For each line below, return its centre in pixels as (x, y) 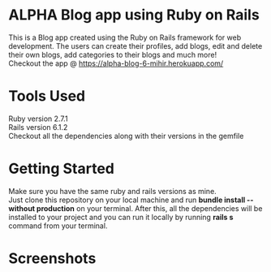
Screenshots (52, 258)
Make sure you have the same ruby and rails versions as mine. (112, 191)
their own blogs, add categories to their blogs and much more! (113, 54)
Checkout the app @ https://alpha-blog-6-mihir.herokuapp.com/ (116, 63)
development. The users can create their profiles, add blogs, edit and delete (135, 45)
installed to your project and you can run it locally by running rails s (121, 217)
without (22, 208)
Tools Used (47, 96)
